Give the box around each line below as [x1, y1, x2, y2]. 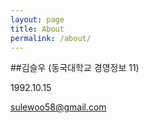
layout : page [10, 14, 65, 25]
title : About [10, 24, 65, 34]
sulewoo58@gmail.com [10, 101, 107, 113]
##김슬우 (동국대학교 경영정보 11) [10, 62, 140, 74]
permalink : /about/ [10, 33, 92, 43]
